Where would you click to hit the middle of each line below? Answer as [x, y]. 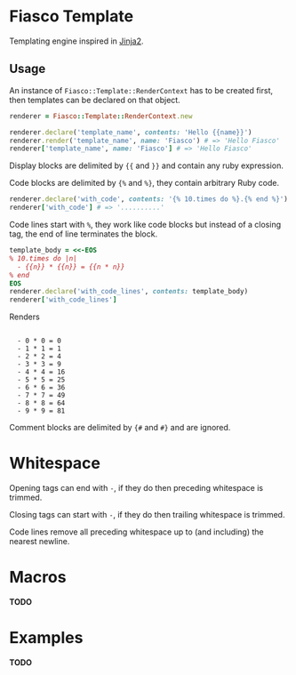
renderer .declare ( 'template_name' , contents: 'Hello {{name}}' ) [131, 132]
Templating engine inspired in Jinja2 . [76, 41]
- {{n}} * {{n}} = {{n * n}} [71, 267]
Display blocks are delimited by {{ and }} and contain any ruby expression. [147, 165]
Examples [46, 638]
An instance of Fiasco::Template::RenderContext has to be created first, [141, 90]
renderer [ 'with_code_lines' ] [63, 300]
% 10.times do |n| [43, 258]
